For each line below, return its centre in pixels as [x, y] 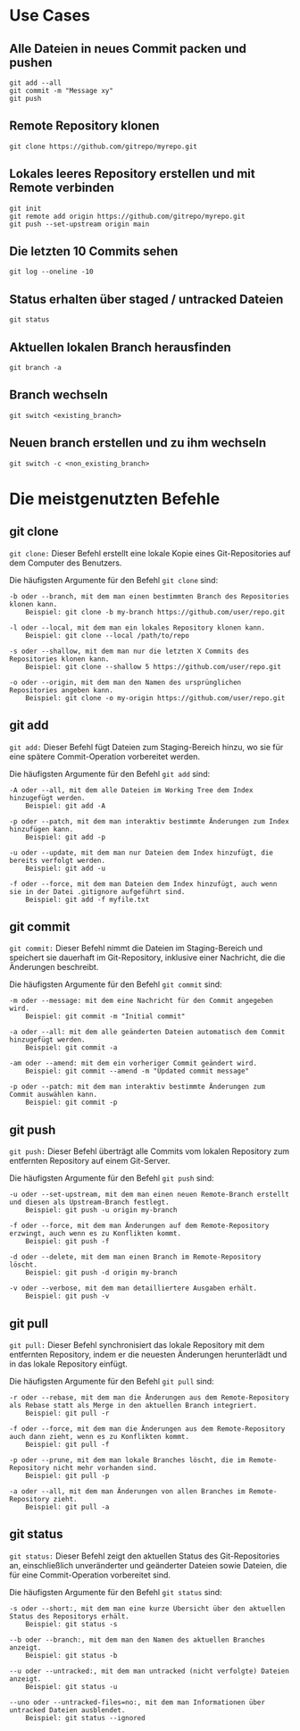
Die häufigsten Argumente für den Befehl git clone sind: [114, 580]
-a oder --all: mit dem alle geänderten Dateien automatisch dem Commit [147, 1033]
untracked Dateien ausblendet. [67, 1710]
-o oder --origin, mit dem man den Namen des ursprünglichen [125, 682]
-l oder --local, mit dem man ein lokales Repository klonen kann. [137, 627]
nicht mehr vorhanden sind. [105, 1468]
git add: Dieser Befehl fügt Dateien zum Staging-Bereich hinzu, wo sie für [146, 747]
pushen [31, 62]
